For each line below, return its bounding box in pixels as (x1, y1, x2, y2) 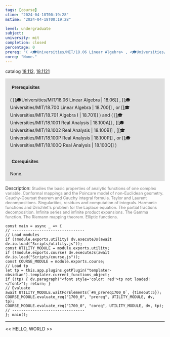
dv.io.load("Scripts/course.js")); (5, 254, 80, 259)
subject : (5, 31, 24, 36)
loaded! (134, 277, 151, 282)
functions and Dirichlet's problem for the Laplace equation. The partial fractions (5, 205, 157, 210)
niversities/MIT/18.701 (10, 112, 59, 118)
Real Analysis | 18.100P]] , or (62, 135, 121, 141)
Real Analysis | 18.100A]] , (61, 120, 115, 126)
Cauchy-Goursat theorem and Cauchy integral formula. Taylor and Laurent (5, 195, 147, 201)
